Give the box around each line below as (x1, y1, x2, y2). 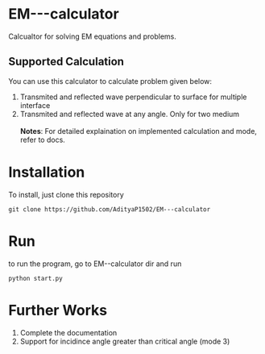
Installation (8, 163, 85, 181)
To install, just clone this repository (8, 189, 125, 199)
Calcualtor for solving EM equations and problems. (8, 31, 177, 41)
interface (19, 100, 51, 110)
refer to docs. (19, 135, 66, 144)
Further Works (8, 301, 107, 319)
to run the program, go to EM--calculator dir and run (8, 259, 182, 269)
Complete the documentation (19, 327, 118, 337)
